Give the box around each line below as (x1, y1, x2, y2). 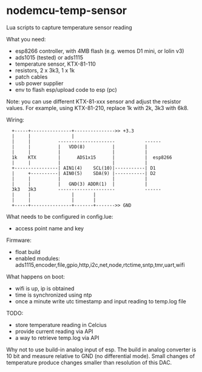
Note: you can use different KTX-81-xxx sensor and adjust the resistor (6, 98, 181, 105)
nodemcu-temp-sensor (6, 4, 127, 18)
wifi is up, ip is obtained (15, 284, 75, 292)
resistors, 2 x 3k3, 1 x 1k (15, 66, 75, 74)
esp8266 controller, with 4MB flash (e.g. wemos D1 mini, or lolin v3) (15, 47, 184, 55)
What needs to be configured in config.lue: (6, 213, 113, 220)
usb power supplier (15, 80, 64, 87)
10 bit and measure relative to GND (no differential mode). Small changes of (6, 352, 195, 359)
